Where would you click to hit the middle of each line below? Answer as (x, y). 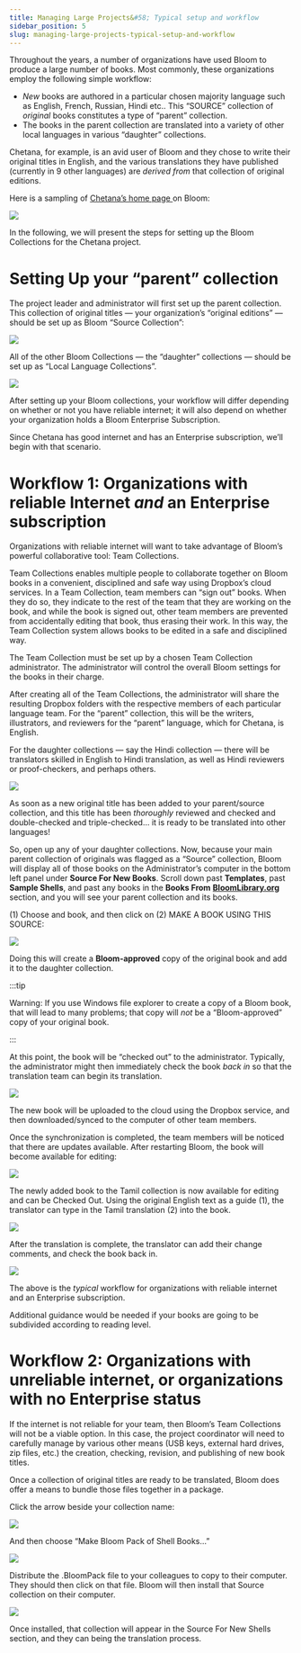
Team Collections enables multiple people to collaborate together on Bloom (149, 573)
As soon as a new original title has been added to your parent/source (137, 804)
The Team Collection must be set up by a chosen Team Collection (131, 658)
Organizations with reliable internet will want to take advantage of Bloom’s (146, 546)
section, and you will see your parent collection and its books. (124, 897)
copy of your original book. (59, 1022)
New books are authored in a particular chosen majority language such (154, 96)
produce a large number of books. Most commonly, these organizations (142, 69)
